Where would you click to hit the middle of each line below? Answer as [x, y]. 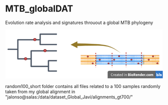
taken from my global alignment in [40, 91]
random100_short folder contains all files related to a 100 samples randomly [83, 86]
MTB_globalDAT [39, 9]
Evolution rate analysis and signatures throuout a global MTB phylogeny [79, 22]
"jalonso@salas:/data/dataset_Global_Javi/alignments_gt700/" [69, 97]
